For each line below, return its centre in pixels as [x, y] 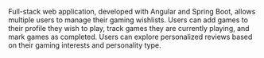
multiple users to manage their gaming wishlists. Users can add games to [128, 20]
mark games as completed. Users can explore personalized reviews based [130, 37]
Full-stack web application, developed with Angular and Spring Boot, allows [132, 12]
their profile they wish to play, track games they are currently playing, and [129, 28]
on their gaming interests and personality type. [85, 45]
